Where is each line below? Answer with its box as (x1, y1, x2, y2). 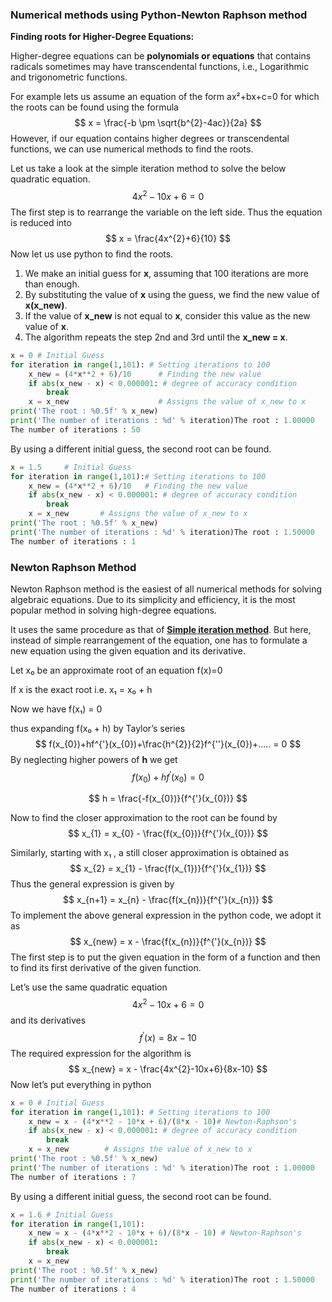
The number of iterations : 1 (10, 536, 137, 547)
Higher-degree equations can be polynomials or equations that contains (10, 50, 312, 62)
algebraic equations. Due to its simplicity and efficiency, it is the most (10, 594, 296, 605)
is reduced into (10, 216, 72, 228)
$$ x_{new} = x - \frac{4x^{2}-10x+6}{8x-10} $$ (68, 1063, 268, 1075)
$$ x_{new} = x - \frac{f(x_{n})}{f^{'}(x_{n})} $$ (69, 936, 267, 948)
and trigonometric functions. (10, 71, 128, 83)
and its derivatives (10, 1014, 87, 1027)
